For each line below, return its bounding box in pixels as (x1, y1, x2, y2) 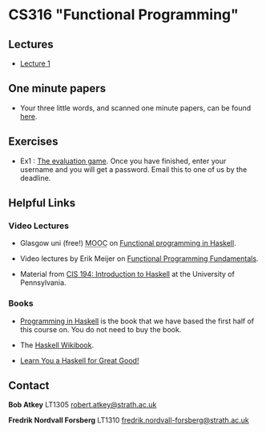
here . (19, 111, 38, 121)
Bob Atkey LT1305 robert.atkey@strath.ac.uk (8, 400, 157, 410)
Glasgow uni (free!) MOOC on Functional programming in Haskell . (19, 239, 236, 248)
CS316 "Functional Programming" (8, 6, 239, 24)
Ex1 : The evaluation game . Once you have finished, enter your (19, 156, 227, 166)
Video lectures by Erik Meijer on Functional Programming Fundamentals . (19, 254, 259, 263)
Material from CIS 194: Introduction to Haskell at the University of (19, 270, 235, 279)
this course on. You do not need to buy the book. (19, 324, 182, 334)
